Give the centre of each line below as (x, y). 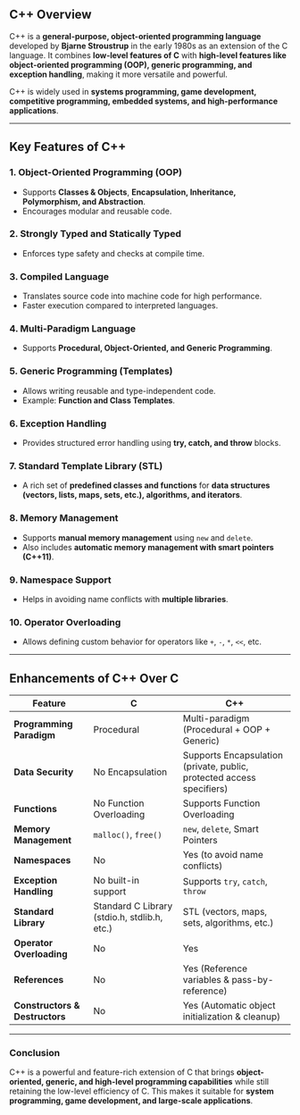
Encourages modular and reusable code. (97, 211)
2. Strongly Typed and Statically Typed (95, 234)
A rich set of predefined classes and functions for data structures (146, 485)
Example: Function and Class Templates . (99, 400)
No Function (119, 803)
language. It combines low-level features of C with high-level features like (148, 55)
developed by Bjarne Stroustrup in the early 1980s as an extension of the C (149, 46)
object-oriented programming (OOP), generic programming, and (131, 64)
